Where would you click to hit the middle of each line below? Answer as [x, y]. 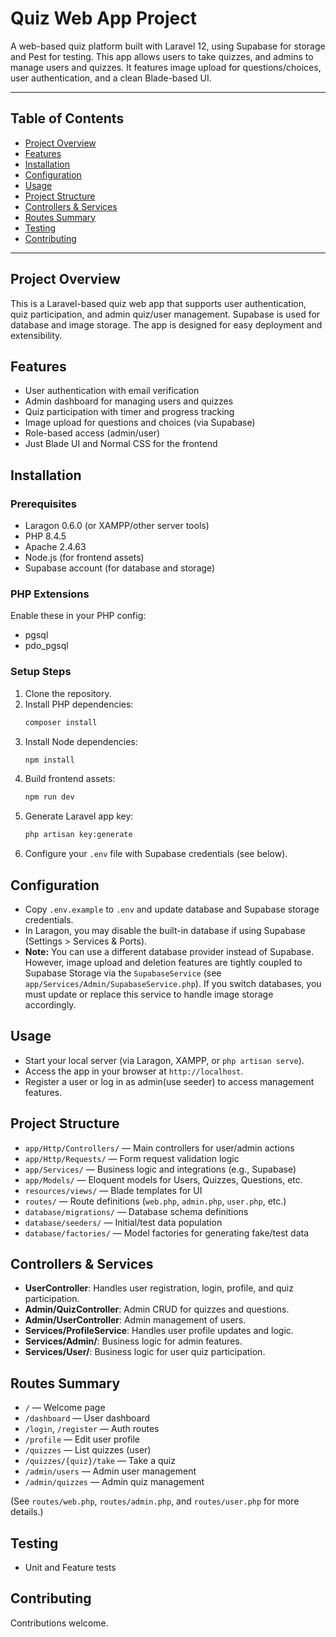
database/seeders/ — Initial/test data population [123, 1222]
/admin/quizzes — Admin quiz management [114, 1482]
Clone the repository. [68, 693]
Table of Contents [67, 118]
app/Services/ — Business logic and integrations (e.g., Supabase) [160, 1169]
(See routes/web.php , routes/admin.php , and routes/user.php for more [155, 1501]
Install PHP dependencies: [79, 704]
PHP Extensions [50, 594]
